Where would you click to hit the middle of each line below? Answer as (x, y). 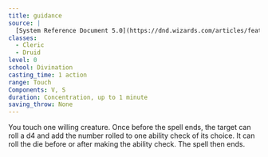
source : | (25, 23)
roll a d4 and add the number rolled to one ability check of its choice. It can (132, 135)
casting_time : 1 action (48, 75)
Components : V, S (37, 90)
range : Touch (30, 82)
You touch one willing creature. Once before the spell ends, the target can (130, 128)
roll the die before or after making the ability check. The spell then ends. (127, 144)
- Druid (28, 53)
